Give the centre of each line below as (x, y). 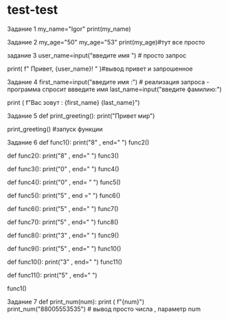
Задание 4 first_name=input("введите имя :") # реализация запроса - (108, 82)
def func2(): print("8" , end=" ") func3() (63, 156)
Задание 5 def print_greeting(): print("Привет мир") (81, 116)
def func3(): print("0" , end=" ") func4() (63, 169)
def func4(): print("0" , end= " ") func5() (64, 182)
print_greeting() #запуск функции (55, 129)
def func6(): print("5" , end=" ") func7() (63, 208)
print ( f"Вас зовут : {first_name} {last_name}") (73, 102)
